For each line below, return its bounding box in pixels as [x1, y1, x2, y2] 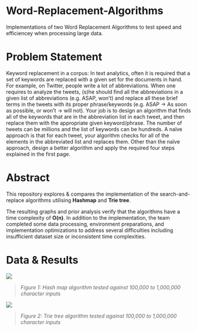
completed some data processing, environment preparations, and [6, 220, 164, 227]
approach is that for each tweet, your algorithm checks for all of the [6, 132, 169, 139]
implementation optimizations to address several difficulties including [6, 227, 174, 234]
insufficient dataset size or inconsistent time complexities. [6, 233, 147, 240]
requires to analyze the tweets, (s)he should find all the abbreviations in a [6, 88, 184, 95]
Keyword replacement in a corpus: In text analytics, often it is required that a [6, 69, 191, 77]
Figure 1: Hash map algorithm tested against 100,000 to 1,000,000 [20, 284, 181, 291]
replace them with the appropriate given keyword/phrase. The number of [6, 119, 182, 127]
